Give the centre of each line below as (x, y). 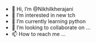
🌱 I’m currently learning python (49, 21)
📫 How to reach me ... (38, 34)
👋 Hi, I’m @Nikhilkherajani (42, 9)
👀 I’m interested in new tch (43, 15)
